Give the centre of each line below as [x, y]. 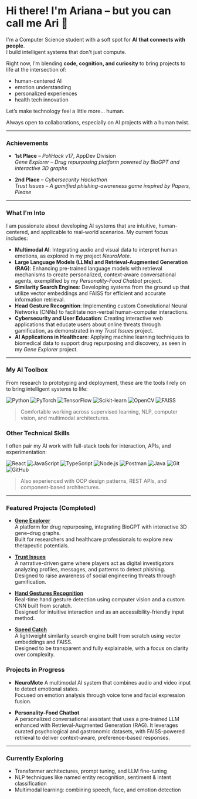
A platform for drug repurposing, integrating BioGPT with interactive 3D [101, 527]
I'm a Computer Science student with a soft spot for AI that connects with [96, 39]
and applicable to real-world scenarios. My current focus [99, 232]
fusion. [23, 701]
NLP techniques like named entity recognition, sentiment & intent [93, 777]
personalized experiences [46, 93]
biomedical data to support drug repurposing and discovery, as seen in [100, 343]
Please [23, 192]
